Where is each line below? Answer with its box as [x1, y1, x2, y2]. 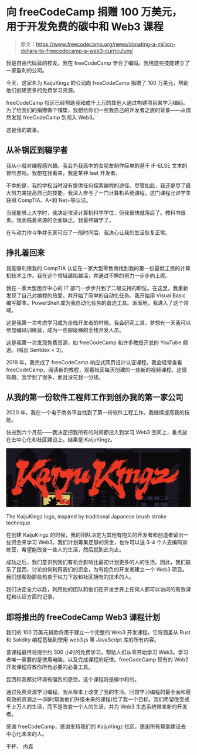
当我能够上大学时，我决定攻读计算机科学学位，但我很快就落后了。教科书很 [6, 209, 186, 216]
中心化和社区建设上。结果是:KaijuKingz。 [16, 436, 116, 443]
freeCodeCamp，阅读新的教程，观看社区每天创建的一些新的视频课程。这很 [6, 366, 187, 373]
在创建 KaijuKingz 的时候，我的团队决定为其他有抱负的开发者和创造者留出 [6, 531, 184, 538]
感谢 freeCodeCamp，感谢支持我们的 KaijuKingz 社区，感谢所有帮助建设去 [6, 723, 186, 730]
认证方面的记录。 [16, 593, 57, 600]
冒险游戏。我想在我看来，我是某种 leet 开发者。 [6, 169, 121, 177]
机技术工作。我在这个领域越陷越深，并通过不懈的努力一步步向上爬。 [6, 272, 171, 279]
